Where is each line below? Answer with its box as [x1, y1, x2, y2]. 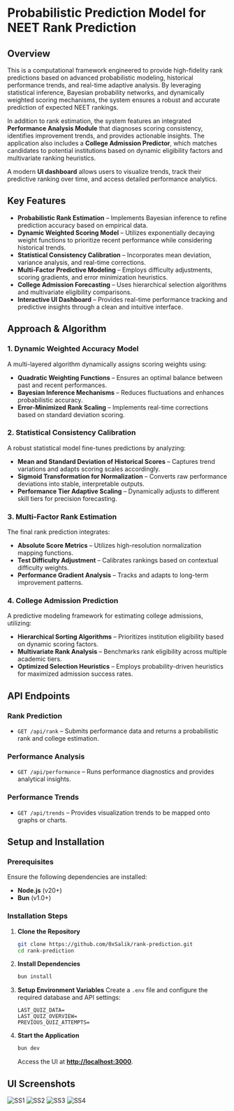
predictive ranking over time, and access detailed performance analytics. [7, 175, 218, 183]
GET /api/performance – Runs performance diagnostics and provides [17, 767, 214, 776]
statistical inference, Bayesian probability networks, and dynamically [7, 89, 205, 96]
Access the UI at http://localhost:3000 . [17, 1057, 134, 1066]
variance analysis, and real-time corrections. [17, 258, 147, 266]
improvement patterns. [17, 579, 84, 587]
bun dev [17, 1045, 40, 1052]
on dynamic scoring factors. [17, 640, 99, 648]
